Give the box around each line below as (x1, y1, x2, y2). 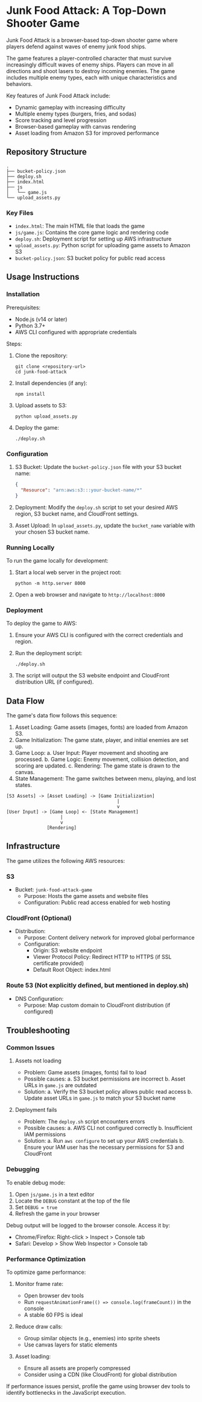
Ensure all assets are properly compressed (24, 1365, 131, 1372)
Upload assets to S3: (14, 401, 68, 409)
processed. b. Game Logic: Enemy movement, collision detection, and (14, 756, 189, 763)
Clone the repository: (14, 352, 68, 359)
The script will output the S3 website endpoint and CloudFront (14, 672, 170, 679)
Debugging (6, 1165, 40, 1174)
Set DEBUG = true (14, 1203, 58, 1210)
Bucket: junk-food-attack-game (14, 886, 92, 893)
